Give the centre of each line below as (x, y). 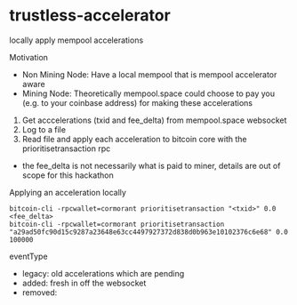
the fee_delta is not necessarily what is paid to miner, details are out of (151, 165)
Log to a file (44, 129)
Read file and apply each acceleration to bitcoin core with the (134, 139)
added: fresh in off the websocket (84, 283)
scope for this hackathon (68, 175)
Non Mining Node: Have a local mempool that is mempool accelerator (149, 74)
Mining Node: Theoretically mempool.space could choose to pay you (148, 93)
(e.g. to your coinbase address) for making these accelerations (137, 102)
